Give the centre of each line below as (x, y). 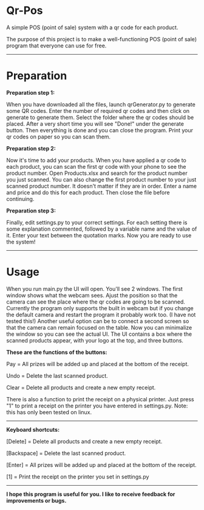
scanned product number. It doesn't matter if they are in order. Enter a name (102, 186)
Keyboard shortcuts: (33, 429)
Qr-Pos (25, 11)
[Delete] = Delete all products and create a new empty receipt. (84, 441)
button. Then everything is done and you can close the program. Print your (100, 130)
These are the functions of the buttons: (57, 352)
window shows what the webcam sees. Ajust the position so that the (92, 295)
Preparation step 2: (31, 148)
